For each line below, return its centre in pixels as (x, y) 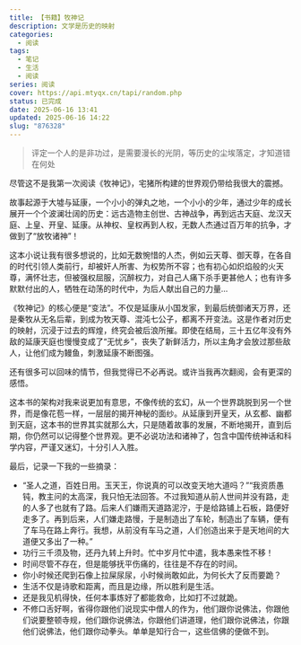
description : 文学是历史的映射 (62, 26)
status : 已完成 (35, 101)
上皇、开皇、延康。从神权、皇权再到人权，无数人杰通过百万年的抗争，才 (158, 225)
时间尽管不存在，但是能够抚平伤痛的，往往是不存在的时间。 (132, 564)
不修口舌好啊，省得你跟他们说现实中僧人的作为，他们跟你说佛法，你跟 (152, 609)
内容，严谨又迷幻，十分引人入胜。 (80, 447)
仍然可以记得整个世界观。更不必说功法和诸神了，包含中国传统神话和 (158, 436)
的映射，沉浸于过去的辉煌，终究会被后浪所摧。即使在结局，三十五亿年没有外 (150, 330)
